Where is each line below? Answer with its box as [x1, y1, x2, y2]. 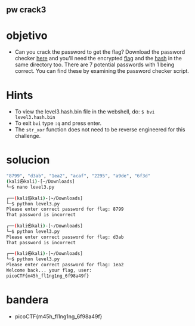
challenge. [14, 133, 41, 140]
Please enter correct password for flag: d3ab [6, 234, 124, 240]
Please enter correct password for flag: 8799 [6, 206, 124, 213]
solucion [6, 153, 50, 167]
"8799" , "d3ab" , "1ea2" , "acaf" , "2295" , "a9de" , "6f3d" [6, 173, 151, 179]
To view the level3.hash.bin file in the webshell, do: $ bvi [14, 108, 155, 115]
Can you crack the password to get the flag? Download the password [14, 48, 185, 56]
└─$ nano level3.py [6, 184, 55, 190]
